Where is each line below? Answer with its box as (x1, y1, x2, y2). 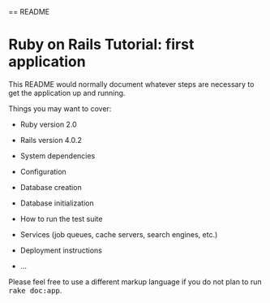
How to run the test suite (19, 214, 103, 223)
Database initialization (19, 198, 95, 208)
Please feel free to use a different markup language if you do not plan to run (8, 276, 262, 287)
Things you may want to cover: (8, 103, 112, 113)
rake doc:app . (8, 285, 62, 295)
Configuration (19, 167, 66, 176)
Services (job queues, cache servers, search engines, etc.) (19, 229, 218, 239)
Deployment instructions (19, 245, 103, 255)
